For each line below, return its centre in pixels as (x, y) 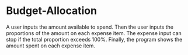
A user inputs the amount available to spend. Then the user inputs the (90, 27)
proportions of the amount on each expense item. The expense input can (94, 33)
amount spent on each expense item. (51, 46)
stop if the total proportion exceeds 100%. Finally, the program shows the (94, 39)
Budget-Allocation (52, 11)
